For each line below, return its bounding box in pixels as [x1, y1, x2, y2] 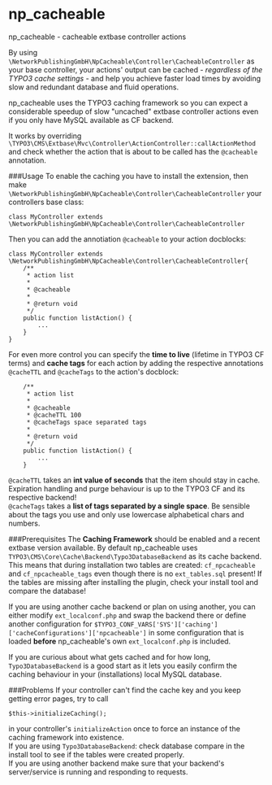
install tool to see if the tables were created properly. [8, 749, 185, 759]
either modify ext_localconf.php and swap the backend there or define [8, 610, 247, 620]
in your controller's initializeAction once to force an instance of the [8, 723, 241, 733]
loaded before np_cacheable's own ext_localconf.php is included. [8, 636, 231, 646]
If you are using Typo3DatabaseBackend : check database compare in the [8, 741, 245, 751]
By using [8, 47, 38, 57]
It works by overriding [8, 131, 82, 141]
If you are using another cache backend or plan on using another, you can [8, 601, 256, 611]
